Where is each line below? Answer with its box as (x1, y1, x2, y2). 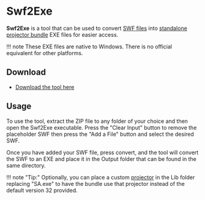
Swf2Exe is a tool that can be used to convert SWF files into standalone (6, 24, 188, 32)
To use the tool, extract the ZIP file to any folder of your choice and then (6, 117, 188, 125)
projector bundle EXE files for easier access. (6, 31, 119, 38)
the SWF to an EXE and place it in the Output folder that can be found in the (6, 155, 197, 163)
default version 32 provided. (6, 187, 78, 194)
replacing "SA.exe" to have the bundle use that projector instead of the (6, 180, 185, 187)
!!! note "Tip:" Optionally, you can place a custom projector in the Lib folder (6, 173, 195, 181)
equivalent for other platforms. (6, 49, 83, 56)
